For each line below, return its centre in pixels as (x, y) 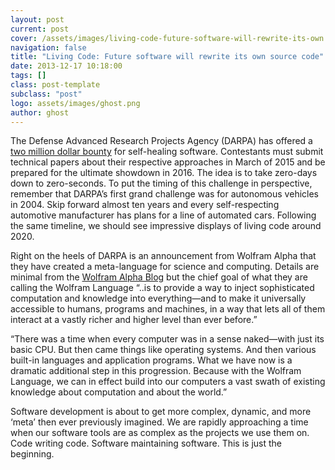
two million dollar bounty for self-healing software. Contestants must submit (167, 152)
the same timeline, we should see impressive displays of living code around (166, 226)
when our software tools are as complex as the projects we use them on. (160, 433)
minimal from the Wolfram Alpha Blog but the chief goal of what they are (159, 277)
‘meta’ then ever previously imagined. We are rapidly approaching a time (159, 422)
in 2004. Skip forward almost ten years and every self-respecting (145, 205)
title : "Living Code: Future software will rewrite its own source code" (167, 57)
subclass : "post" (46, 94)
